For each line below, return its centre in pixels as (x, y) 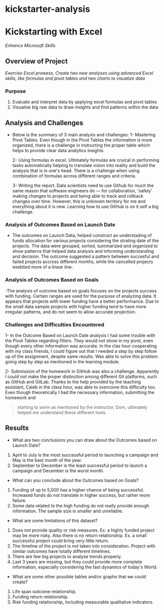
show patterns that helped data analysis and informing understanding (83, 251)
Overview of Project (37, 61)
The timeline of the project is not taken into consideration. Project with (84, 546)
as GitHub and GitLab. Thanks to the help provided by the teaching (73, 382)
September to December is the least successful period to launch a (80, 465)
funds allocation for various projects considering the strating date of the (85, 241)
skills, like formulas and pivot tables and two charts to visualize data (75, 78)
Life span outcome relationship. (44, 591)
